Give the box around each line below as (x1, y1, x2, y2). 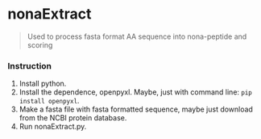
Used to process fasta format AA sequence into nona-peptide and (27, 32, 247, 41)
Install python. (19, 78, 67, 89)
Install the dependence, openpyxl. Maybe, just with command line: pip (19, 87, 253, 97)
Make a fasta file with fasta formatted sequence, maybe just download (19, 104, 253, 114)
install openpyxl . (19, 96, 80, 106)
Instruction (7, 60, 52, 71)
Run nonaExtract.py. (19, 122, 87, 132)
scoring (27, 40, 53, 49)
